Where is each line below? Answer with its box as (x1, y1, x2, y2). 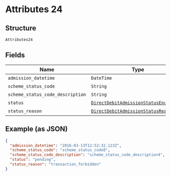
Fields (5, 51, 25, 59)
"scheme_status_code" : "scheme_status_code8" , (10, 148, 110, 153)
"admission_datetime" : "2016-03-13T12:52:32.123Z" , (10, 143, 122, 148)
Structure (5, 24, 37, 32)
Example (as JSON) (5, 125, 68, 133)
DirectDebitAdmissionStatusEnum (91, 100, 169, 105)
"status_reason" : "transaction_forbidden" (10, 162, 101, 167)
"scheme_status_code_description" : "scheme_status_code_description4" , (10, 152, 165, 158)
